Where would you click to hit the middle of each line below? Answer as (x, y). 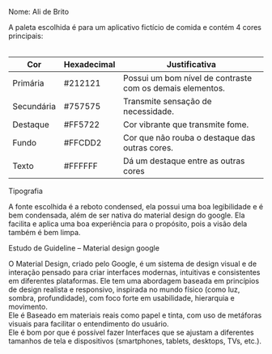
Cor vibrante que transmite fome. (186, 124)
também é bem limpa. (45, 232)
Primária (28, 83)
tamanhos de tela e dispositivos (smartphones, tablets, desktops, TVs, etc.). (135, 341)
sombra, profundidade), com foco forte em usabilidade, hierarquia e (121, 298)
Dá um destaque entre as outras (184, 161)
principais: (26, 36)
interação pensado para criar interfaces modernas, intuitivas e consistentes (134, 272)
